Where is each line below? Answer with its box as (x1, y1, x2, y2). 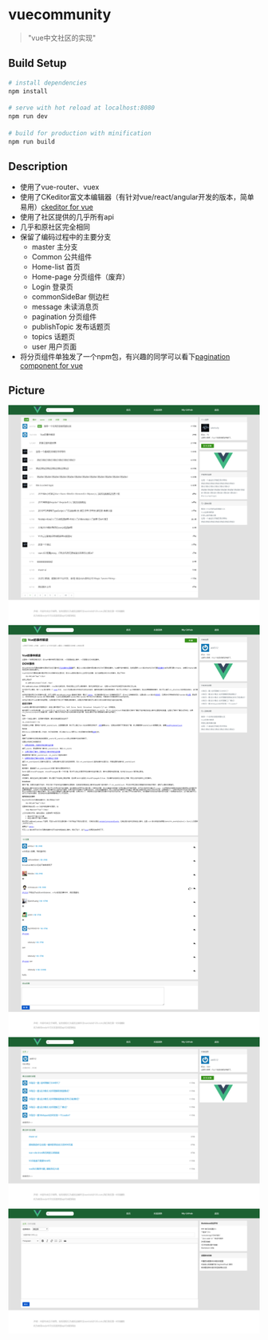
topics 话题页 (31, 331, 76, 341)
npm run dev (8, 113, 48, 121)
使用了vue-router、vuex (19, 182, 100, 192)
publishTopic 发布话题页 (31, 322, 111, 331)
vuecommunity (8, 6, 112, 24)
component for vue (19, 361, 84, 370)
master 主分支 (31, 242, 78, 251)
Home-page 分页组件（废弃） (31, 271, 130, 281)
